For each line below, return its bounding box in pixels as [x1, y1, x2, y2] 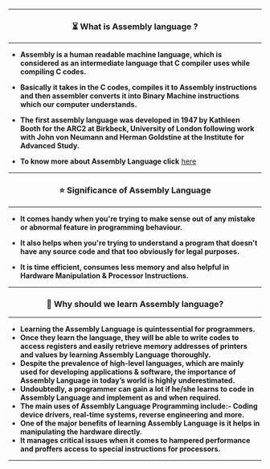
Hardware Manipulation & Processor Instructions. [19, 271, 189, 280]
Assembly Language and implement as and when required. [19, 392, 221, 402]
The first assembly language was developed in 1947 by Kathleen [19, 115, 240, 125]
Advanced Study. [19, 141, 80, 151]
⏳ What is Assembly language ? [72, 21, 198, 32]
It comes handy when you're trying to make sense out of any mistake [19, 214, 256, 223]
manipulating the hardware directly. [19, 426, 143, 436]
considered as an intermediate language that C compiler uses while [19, 58, 251, 68]
